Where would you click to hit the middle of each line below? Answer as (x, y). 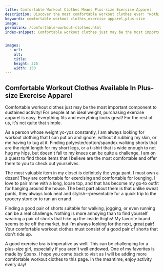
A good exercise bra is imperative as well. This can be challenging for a (77, 244)
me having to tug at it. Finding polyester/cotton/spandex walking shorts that (81, 143)
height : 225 (26, 63)
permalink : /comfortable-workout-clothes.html (53, 28)
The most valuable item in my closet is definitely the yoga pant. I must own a (82, 173)
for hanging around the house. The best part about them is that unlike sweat (82, 188)
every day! (16, 265)
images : (13, 45)
